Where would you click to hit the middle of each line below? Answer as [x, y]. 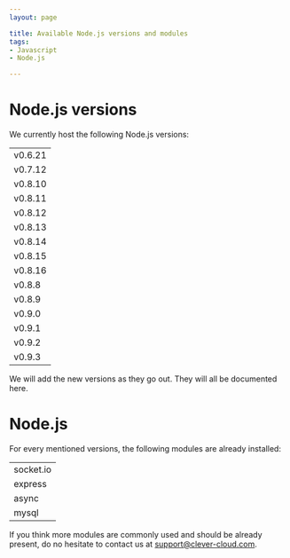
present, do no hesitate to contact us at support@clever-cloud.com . [133, 544]
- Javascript [33, 50]
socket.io [32, 469]
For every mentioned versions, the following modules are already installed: [145, 448]
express [30, 484]
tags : [19, 42]
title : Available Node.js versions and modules [99, 33]
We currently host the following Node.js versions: [99, 135]
